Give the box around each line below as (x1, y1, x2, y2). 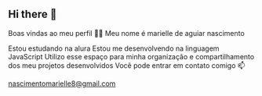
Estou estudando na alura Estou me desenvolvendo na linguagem (8, 44, 220, 53)
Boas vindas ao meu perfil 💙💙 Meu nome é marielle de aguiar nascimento (8, 28, 245, 37)
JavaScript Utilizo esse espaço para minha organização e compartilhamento (8, 52, 255, 61)
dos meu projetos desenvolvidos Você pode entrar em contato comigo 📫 (8, 60, 246, 70)
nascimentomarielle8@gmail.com (8, 79, 116, 88)
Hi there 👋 (8, 8, 57, 21)
